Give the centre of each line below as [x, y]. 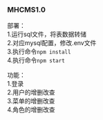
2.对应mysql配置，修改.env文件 [52, 43]
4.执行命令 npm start [36, 60]
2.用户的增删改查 [31, 92]
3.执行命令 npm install [39, 52]
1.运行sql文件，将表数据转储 [47, 34]
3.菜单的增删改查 [31, 101]
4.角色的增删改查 [31, 110]
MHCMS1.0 [27, 10]
